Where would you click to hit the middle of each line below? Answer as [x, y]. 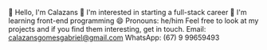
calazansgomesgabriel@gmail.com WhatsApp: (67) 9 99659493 [114, 37]
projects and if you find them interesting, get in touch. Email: [107, 29]
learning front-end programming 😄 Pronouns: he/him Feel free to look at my [133, 21]
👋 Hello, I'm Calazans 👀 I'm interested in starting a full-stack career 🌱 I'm [128, 12]
